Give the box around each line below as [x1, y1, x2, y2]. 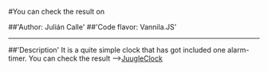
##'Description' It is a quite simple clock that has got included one [8, 45, 226, 54]
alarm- [227, 45, 250, 54]
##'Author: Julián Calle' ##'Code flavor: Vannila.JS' [8, 22, 177, 31]
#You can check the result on [8, 7, 105, 16]
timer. [8, 53, 27, 63]
